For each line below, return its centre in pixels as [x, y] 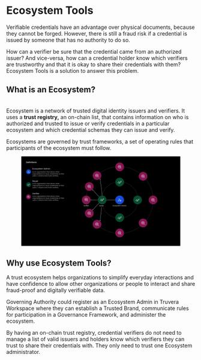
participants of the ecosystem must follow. [59, 147]
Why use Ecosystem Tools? [59, 263]
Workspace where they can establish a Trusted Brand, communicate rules [97, 308]
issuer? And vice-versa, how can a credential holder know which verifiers [97, 58]
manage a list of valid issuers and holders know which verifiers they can [95, 339]
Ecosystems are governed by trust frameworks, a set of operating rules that [100, 141]
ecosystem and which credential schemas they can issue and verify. [91, 129]
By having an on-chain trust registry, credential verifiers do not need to [94, 333]
